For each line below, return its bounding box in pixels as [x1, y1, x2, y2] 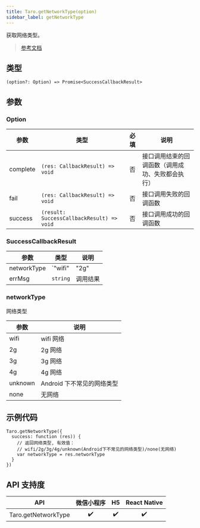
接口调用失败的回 [142, 190, 190, 198]
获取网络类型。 [6, 31, 43, 39]
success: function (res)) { [11, 434, 82, 440]
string [51, 275, 70, 282]
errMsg [9, 274, 30, 283]
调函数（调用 [142, 161, 179, 169]
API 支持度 [6, 480, 45, 490]
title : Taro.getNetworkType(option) [6, 8, 97, 15]
